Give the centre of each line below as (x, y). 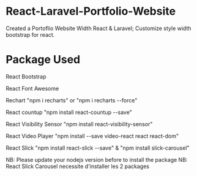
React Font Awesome (32, 88)
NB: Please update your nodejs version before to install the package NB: (97, 159)
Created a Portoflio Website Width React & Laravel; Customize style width (98, 28)
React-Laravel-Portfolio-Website (91, 11)
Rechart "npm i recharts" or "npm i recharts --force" (72, 100)
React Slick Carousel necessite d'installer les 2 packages (77, 166)
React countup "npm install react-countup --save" (69, 112)
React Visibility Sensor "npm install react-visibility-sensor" (79, 124)
